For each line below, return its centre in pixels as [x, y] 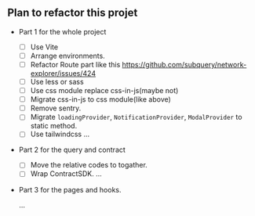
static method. [54, 126]
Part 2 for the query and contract [72, 150]
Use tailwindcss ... [60, 134]
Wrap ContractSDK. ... [66, 174]
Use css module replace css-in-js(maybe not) [104, 91]
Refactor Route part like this [75, 64]
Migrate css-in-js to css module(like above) [101, 99]
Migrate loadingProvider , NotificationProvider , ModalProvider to [136, 117]
